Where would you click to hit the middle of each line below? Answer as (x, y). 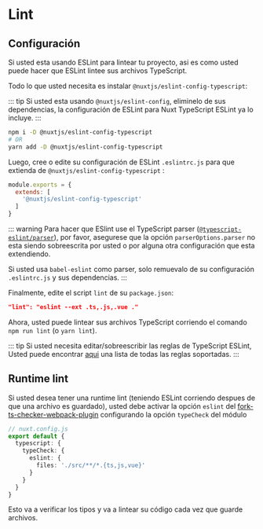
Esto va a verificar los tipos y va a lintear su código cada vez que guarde (126, 509)
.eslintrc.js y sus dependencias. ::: (68, 277)
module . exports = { (40, 185)
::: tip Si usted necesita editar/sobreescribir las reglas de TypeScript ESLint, (130, 345)
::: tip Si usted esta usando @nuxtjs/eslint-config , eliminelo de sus (117, 101)
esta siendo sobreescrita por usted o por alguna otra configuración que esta (131, 246)
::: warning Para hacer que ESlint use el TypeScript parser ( (104, 229)
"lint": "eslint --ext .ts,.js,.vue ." (73, 307)
